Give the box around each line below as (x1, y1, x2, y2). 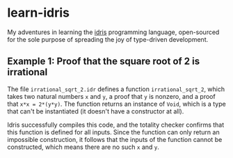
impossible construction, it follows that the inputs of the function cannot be (7, 135, 223, 143)
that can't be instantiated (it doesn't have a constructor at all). (7, 106, 184, 116)
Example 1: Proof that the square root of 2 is (7, 56, 200, 68)
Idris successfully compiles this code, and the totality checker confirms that (7, 120, 225, 129)
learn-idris (7, 5, 70, 21)
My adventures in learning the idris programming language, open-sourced (7, 28, 220, 36)
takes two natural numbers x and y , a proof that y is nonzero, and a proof (7, 92, 216, 100)
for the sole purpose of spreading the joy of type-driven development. (7, 35, 209, 43)
